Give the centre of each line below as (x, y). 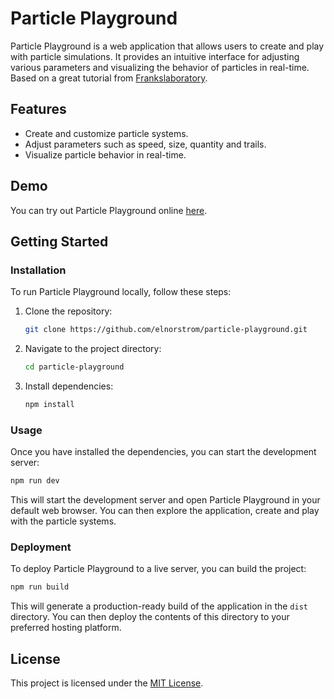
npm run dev (35, 481)
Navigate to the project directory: (93, 349)
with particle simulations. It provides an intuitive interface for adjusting (155, 56)
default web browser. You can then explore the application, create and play (165, 511)
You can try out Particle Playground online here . (109, 210)
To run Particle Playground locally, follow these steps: (121, 292)
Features (38, 109)
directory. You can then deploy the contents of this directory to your (150, 617)
